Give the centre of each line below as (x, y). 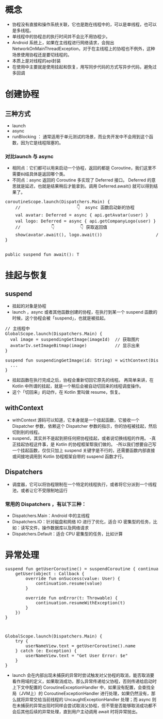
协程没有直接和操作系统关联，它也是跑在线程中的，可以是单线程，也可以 (84, 24)
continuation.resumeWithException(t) (81, 603)
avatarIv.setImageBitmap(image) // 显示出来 (75, 346)
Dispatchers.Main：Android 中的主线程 (51, 516)
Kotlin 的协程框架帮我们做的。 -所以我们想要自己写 (106, 444)
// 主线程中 (17, 329)
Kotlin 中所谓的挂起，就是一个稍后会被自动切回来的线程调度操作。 (78, 386)
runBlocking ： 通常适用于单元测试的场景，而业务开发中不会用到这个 (81, 136)
